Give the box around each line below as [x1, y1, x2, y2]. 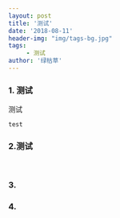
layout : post [8, 11, 52, 20]
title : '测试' [8, 19, 54, 27]
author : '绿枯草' [8, 57, 62, 65]
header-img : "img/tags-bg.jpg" [8, 34, 113, 43]
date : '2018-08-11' [8, 27, 74, 35]
